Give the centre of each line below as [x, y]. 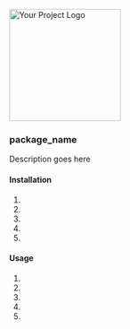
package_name [43, 139]
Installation [30, 179]
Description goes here [50, 159]
